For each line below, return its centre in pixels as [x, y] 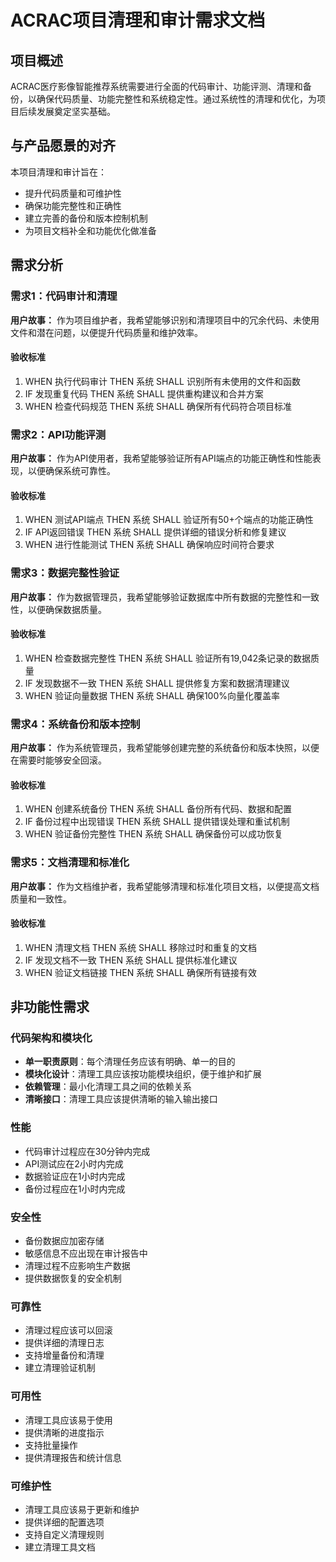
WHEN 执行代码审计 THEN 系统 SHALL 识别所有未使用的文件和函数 [162, 381]
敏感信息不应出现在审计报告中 [86, 1253]
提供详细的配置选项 [64, 1522]
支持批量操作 [51, 1445]
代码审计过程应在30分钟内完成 [87, 1151]
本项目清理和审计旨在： [58, 172]
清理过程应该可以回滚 [68, 1330]
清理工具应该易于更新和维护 [82, 1509]
